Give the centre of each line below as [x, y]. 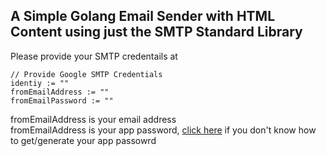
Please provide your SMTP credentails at [94, 56]
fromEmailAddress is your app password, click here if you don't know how [163, 130]
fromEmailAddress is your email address [93, 119]
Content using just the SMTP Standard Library [156, 32]
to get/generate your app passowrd [83, 140]
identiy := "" [40, 83]
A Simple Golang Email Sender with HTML [143, 16]
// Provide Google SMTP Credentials [86, 74]
